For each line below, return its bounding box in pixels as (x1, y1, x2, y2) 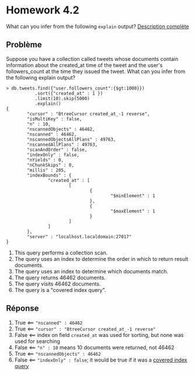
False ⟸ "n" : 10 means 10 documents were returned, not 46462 (14, 343, 175, 351)
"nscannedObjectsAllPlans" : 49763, (27, 136, 116, 142)
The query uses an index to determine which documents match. (14, 267, 168, 275)
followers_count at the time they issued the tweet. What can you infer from (6, 68, 186, 75)
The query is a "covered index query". (14, 286, 106, 293)
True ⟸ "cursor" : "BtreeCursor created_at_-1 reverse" (14, 325, 156, 332)
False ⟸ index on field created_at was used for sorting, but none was (14, 331, 184, 338)
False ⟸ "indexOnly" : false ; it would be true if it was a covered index (14, 356, 188, 363)
